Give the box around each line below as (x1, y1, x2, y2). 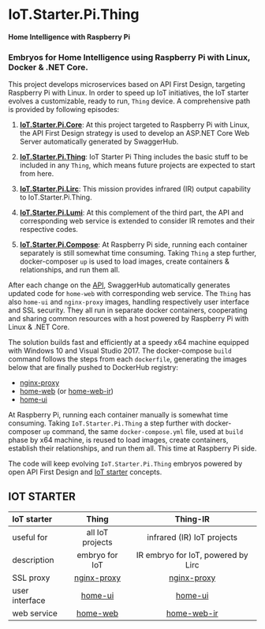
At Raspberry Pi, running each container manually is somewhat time (8, 410, 229, 420)
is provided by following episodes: (8, 105, 120, 114)
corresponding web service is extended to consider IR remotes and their (19, 216, 256, 226)
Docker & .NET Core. (8, 62, 89, 73)
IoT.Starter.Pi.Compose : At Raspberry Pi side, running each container (19, 240, 248, 249)
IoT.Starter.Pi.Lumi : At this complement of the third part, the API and (19, 208, 244, 218)
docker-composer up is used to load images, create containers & (19, 256, 230, 266)
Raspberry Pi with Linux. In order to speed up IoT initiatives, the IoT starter (8, 88, 249, 98)
